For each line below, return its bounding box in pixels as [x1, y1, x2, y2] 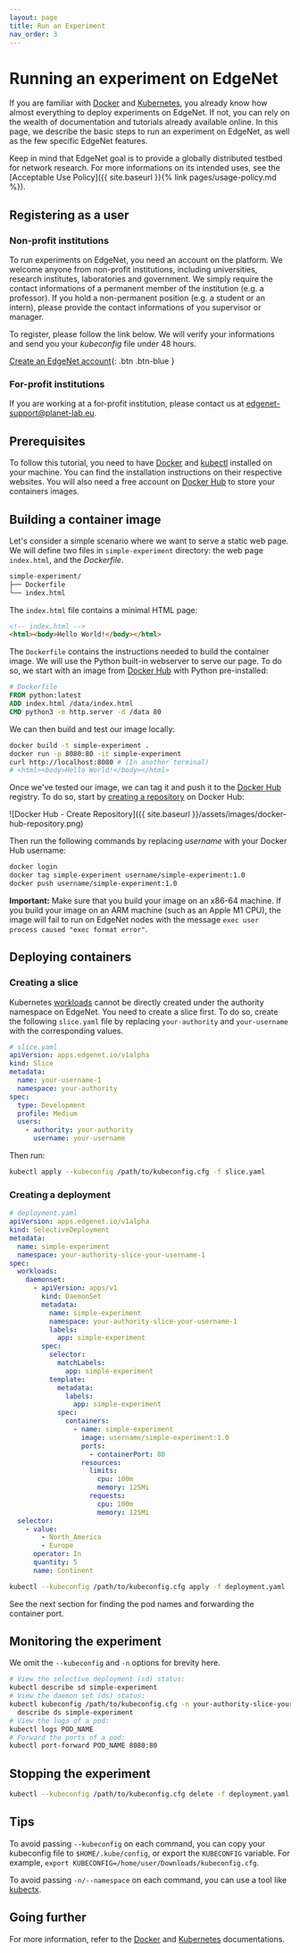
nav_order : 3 [9, 29, 58, 38]
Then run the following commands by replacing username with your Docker [9, 836, 287, 846]
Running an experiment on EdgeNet [9, 68, 279, 88]
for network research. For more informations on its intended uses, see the [9, 163, 281, 173]
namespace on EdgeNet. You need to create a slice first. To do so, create [9, 1006, 279, 1017]
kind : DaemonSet [41, 1292, 102, 1301]
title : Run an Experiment [9, 21, 105, 30]
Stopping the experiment [9, 1766, 151, 1781]
